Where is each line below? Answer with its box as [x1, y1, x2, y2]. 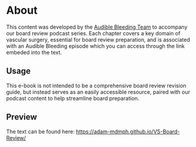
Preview [6, 112, 38, 122]
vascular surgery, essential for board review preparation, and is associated [6, 36, 190, 43]
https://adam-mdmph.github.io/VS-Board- [75, 128, 180, 135]
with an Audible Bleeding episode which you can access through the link [6, 42, 185, 50]
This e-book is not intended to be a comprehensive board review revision [6, 82, 186, 89]
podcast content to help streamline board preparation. [6, 94, 139, 102]
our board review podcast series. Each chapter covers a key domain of [6, 29, 180, 36]
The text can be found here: [6, 128, 75, 135]
